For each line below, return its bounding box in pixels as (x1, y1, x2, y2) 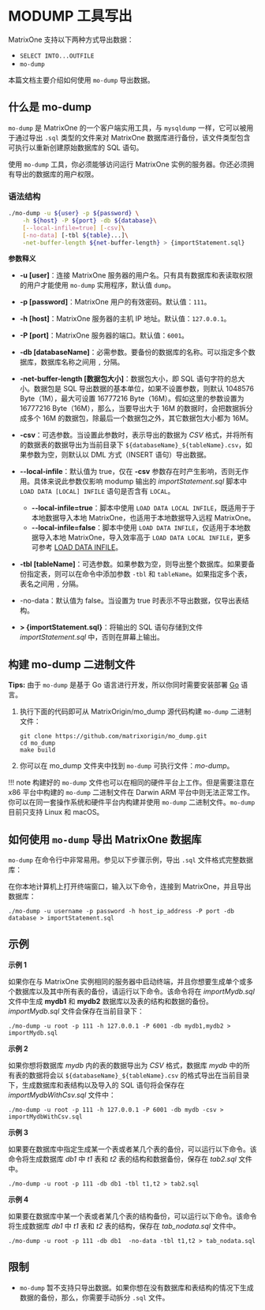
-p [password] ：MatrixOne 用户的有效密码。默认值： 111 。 (19, 297, 211, 307)
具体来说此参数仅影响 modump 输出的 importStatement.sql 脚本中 (33, 476, 247, 486)
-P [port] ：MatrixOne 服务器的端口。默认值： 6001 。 (19, 330, 189, 340)
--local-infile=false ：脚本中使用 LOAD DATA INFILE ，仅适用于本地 (31, 523, 244, 532)
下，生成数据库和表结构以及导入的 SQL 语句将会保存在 (8, 1080, 185, 1089)
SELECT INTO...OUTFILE (19, 52, 95, 60)
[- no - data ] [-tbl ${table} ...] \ (22, 231, 129, 239)
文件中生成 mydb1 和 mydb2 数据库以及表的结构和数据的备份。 (8, 996, 213, 1006)
